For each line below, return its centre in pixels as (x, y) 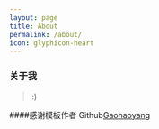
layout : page (34, 18)
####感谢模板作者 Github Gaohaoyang (80, 115)
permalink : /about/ (46, 34)
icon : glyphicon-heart (52, 43)
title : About (34, 26)
